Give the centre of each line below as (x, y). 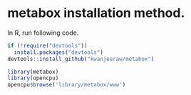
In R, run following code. (43, 33)
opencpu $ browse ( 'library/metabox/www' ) (67, 85)
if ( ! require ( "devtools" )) (47, 45)
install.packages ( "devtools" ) (58, 52)
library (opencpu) (33, 78)
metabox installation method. (96, 13)
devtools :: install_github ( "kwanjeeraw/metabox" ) (81, 59)
